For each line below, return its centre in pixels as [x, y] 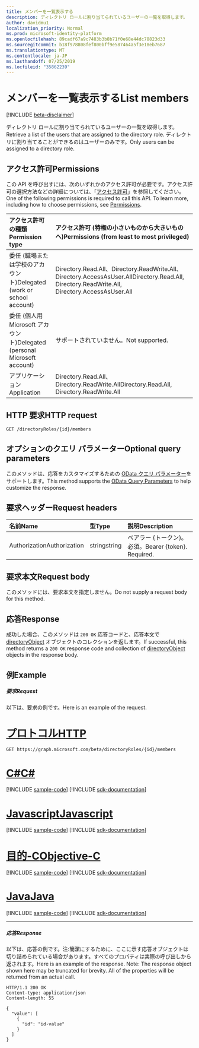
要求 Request [22, 691]
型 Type [100, 526]
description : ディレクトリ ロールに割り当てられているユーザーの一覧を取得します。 [97, 17]
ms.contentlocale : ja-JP [37, 56]
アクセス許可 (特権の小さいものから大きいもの [119, 228]
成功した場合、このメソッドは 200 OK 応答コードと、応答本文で [83, 634]
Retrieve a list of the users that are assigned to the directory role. [85, 135]
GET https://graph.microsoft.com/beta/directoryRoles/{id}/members [91, 750]
